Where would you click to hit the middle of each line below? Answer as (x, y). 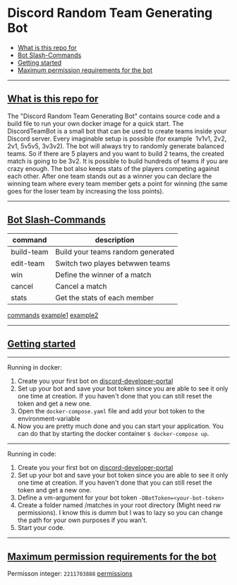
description (115, 240)
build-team (30, 252)
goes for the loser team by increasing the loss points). (86, 191)
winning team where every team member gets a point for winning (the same (117, 183)
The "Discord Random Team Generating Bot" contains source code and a (114, 116)
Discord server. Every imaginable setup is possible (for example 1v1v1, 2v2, (117, 138)
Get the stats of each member (105, 297)
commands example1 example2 (53, 315)
